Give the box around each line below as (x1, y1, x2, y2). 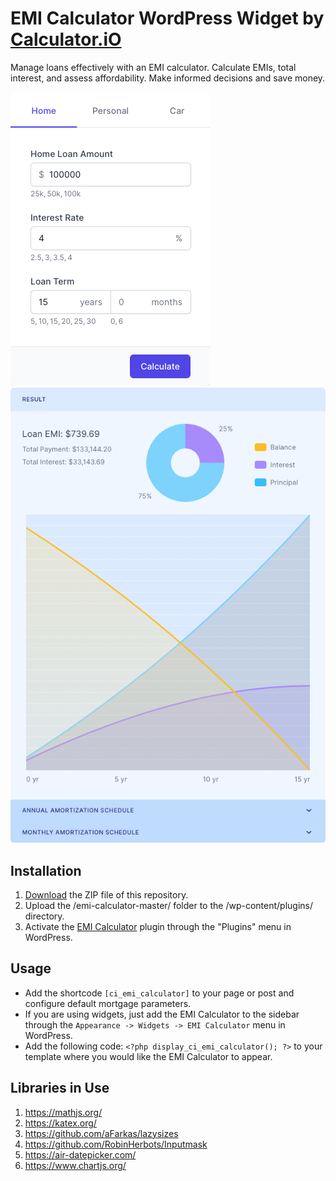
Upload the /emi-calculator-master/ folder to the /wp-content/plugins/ (24, 900, 313, 911)
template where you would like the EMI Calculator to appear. (24, 1050, 273, 1062)
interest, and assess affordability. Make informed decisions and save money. (10, 72, 326, 84)
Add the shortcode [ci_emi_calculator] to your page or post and (24, 987, 295, 999)
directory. (24, 910, 65, 922)
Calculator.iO (10, 28, 122, 51)
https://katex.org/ (24, 1117, 97, 1129)
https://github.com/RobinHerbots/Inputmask (24, 1138, 208, 1150)
